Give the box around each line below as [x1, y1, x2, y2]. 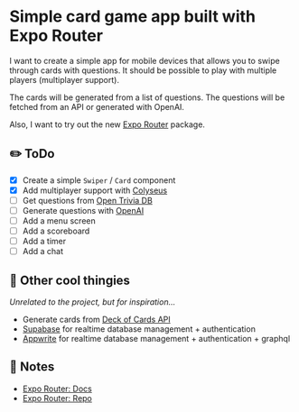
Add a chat [22, 246, 64, 257]
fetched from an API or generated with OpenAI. [9, 101, 185, 112]
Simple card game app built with [9, 6, 256, 27]
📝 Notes [9, 359, 55, 375]
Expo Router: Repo [22, 392, 93, 403]
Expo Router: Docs [22, 383, 92, 394]
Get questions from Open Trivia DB [22, 195, 154, 206]
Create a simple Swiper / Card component [22, 174, 176, 186]
